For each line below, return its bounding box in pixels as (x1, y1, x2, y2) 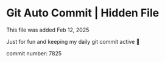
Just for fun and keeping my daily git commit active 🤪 (6, 38, 140, 45)
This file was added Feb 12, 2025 (6, 26, 90, 33)
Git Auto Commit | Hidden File (6, 6, 160, 20)
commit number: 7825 (6, 49, 62, 57)
